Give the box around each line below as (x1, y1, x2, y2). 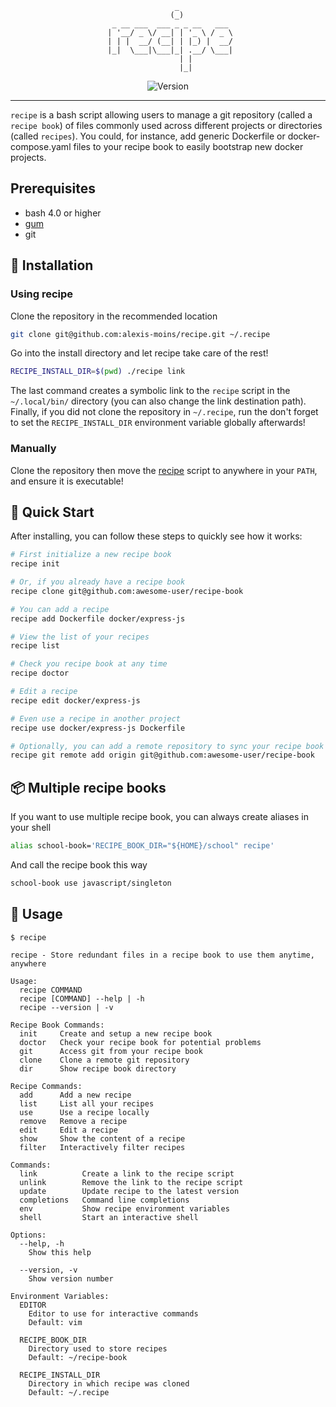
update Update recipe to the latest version (19, 1186, 240, 1196)
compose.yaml (10, 141, 72, 152)
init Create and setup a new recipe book (19, 1028, 213, 1039)
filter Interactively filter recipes (19, 1142, 186, 1152)
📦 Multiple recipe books (10, 779, 167, 796)
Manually (10, 442, 57, 456)
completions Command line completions (19, 1195, 190, 1205)
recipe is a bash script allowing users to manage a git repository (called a (10, 109, 313, 121)
